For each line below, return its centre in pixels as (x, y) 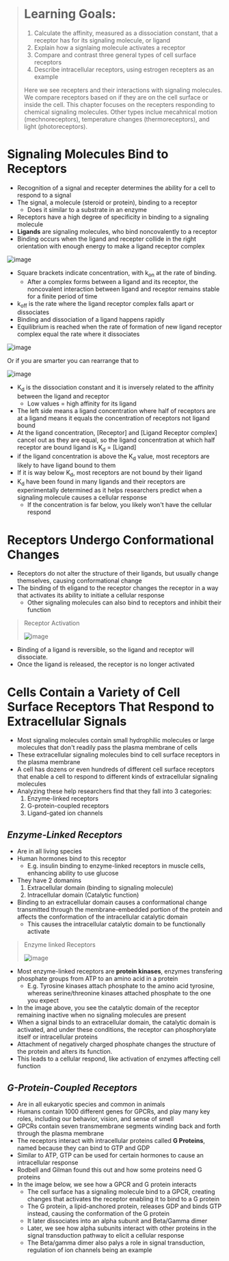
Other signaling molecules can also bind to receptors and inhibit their (124, 602)
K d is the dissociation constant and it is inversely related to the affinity (115, 388)
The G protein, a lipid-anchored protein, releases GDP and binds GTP (124, 1206)
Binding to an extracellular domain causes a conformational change (112, 902)
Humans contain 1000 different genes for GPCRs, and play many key (113, 1111)
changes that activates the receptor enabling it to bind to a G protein (123, 1199)
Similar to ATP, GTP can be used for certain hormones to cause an (110, 1155)
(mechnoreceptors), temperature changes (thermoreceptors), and (117, 119)
